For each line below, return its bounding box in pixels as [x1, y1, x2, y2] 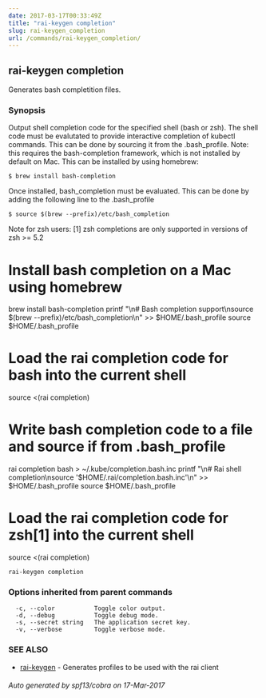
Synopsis [8, 105, 46, 116]
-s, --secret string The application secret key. [15, 619, 192, 627]
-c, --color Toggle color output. [15, 604, 166, 612]
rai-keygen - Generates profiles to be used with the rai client [19, 662, 220, 672]
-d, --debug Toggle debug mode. [15, 612, 159, 620]
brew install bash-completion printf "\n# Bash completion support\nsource [8, 305, 254, 314]
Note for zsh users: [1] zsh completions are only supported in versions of [8, 225, 248, 234]
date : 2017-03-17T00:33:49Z [8, 11, 102, 20]
